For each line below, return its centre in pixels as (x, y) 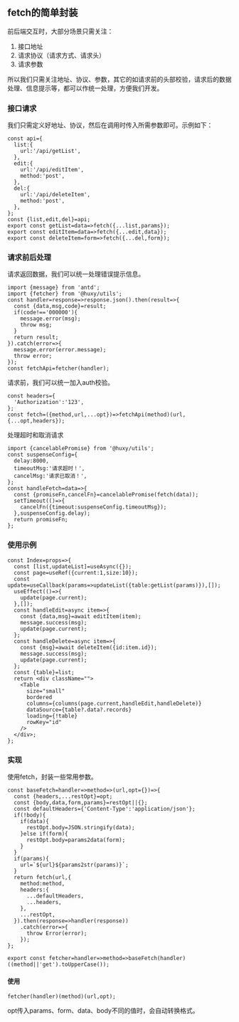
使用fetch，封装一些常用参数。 (52, 777)
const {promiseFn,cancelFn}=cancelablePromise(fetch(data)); (106, 495)
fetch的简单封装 (43, 13)
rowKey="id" (44, 722)
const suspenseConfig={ (43, 455)
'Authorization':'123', (49, 403)
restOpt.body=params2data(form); (76, 840)
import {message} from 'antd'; (54, 288)
